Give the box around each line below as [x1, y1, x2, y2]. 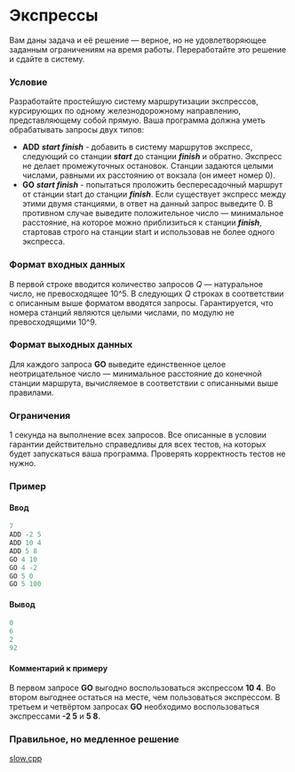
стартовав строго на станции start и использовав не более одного [21, 227, 275, 237]
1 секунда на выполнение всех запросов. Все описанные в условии [9, 430, 267, 440]
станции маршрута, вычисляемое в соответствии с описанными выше [9, 377, 279, 388]
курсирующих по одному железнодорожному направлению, [9, 106, 242, 117]
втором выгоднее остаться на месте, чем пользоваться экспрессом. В [9, 692, 281, 703]
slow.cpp [9, 753, 43, 764]
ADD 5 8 [9, 546, 38, 556]
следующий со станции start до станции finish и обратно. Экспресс [21, 151, 283, 162]
